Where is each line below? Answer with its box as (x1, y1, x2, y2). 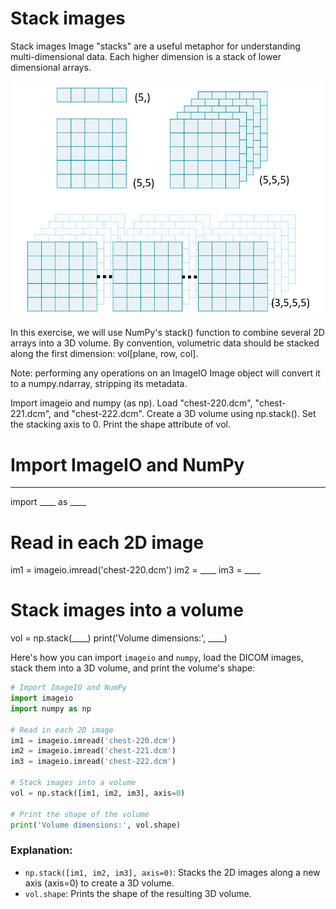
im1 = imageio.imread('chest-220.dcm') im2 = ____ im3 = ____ (10, 564, 262, 576)
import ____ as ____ (10, 496, 87, 508)
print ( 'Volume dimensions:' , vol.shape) (10, 820, 182, 830)
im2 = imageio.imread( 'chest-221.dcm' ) (10, 746, 177, 756)
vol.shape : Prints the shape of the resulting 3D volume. (24, 887, 252, 899)
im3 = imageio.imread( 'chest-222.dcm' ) (10, 757, 177, 767)
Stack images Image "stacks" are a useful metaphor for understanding (10, 40, 301, 52)
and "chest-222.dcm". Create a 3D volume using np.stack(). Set (53, 408, 317, 420)
